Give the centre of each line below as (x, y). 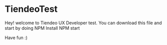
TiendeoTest (31, 9)
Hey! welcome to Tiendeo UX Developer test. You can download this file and (83, 23)
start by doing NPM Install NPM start (42, 28)
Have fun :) (16, 38)
